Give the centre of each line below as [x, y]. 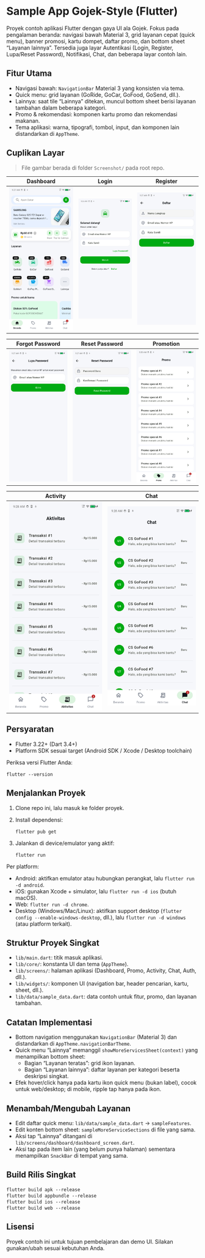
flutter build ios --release [43, 1202]
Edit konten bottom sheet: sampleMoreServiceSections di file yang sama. [105, 1130]
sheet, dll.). [29, 990]
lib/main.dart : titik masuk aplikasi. [59, 958]
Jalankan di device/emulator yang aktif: [65, 843]
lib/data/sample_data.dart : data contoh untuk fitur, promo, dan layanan [106, 997]
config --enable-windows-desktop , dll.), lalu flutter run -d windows [100, 917]
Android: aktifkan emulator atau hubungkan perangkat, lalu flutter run [105, 878]
